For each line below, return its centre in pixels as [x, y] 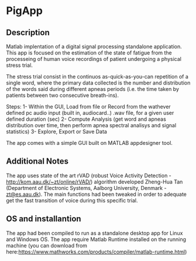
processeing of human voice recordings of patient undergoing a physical [94, 59]
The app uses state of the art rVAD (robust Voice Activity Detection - [89, 175]
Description [28, 33]
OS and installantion [44, 219]
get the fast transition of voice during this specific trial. [72, 200]
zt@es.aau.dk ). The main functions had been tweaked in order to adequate [97, 194]
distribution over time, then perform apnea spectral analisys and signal [91, 125]
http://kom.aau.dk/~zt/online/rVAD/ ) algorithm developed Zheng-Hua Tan [94, 182]
